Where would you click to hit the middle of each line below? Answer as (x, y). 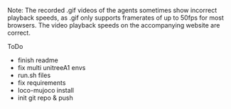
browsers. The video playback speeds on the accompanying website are (114, 25)
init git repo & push (45, 98)
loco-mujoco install (46, 90)
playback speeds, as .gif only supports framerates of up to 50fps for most (116, 18)
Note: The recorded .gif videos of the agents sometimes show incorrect (112, 10)
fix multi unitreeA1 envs (52, 68)
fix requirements (42, 83)
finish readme (38, 60)
